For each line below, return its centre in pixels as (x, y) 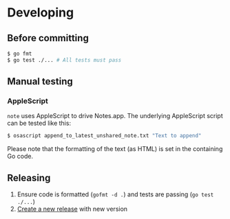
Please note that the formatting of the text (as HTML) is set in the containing (115, 149)
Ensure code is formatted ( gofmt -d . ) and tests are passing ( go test (115, 194)
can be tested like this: (39, 123)
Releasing (29, 177)
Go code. (20, 157)
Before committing (48, 38)
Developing (41, 13)
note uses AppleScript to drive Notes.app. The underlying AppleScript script (115, 116)
